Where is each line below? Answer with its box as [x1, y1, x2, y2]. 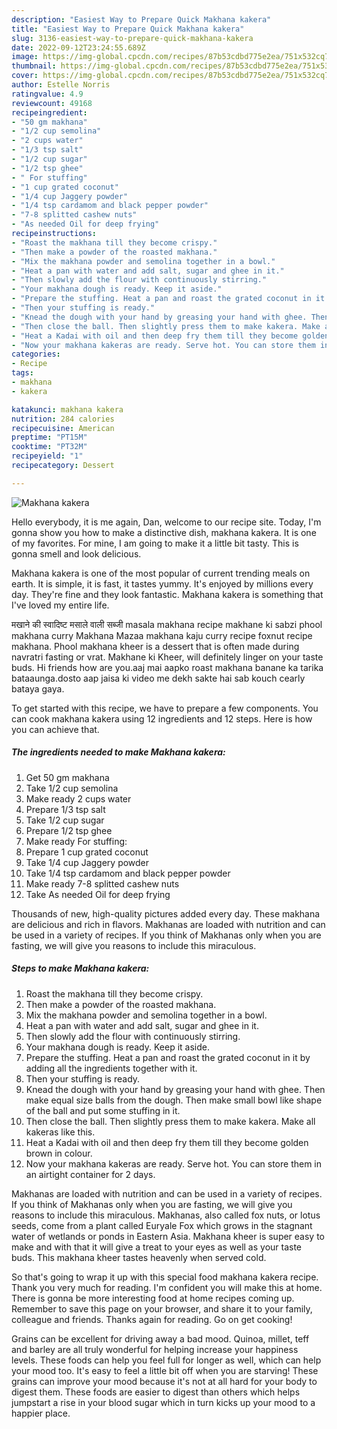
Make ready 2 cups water [25, 792, 132, 805]
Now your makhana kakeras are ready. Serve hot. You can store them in [25, 1157, 323, 1170]
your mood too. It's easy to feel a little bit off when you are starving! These [11, 1364, 319, 1376]
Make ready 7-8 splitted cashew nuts [25, 877, 180, 890]
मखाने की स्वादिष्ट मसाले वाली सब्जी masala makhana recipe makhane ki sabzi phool [11, 618, 323, 630]
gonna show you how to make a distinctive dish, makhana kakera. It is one [11, 526, 317, 538]
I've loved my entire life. [11, 599, 110, 611]
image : [11, 52, 39, 62]
